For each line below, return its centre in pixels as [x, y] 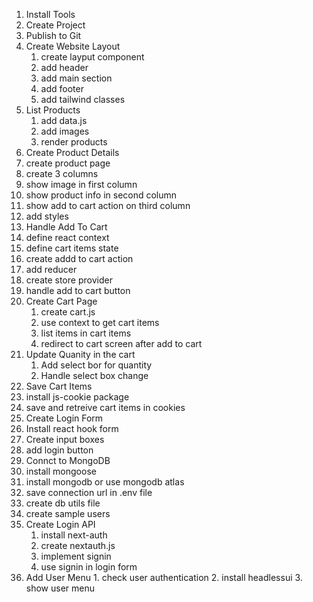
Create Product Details [72, 152]
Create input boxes [65, 439]
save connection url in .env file [89, 492]
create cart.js [68, 312]
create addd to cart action [79, 258]
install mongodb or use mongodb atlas [105, 482]
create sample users [68, 513]
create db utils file [63, 503]
